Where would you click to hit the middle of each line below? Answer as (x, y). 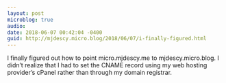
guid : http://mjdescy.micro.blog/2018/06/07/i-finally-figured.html (107, 39)
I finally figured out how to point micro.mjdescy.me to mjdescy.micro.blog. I (113, 58)
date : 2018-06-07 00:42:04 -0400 (55, 32)
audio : (16, 26)
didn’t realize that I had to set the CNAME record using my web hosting (107, 65)
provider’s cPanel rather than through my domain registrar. (90, 73)
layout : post (26, 13)
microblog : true (30, 20)
